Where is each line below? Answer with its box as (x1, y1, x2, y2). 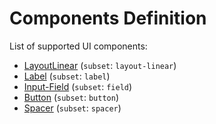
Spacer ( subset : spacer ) (23, 102, 122, 114)
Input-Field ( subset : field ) (23, 80, 133, 92)
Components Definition (9, 7, 207, 30)
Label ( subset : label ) (23, 70, 111, 82)
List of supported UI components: (9, 40, 148, 52)
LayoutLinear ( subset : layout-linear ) (23, 59, 177, 71)
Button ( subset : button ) (23, 91, 119, 103)
